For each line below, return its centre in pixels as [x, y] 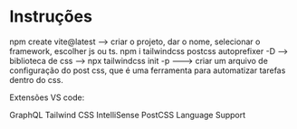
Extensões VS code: [47, 97]
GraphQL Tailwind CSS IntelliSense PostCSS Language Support [128, 115]
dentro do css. [36, 79]
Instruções [51, 17]
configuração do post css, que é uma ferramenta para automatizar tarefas [148, 70]
